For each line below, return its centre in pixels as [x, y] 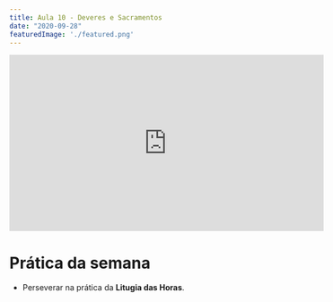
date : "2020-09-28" [46, 26]
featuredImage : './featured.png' [72, 34]
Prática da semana [80, 263]
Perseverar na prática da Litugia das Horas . [103, 288]
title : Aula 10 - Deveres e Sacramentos [86, 17]
